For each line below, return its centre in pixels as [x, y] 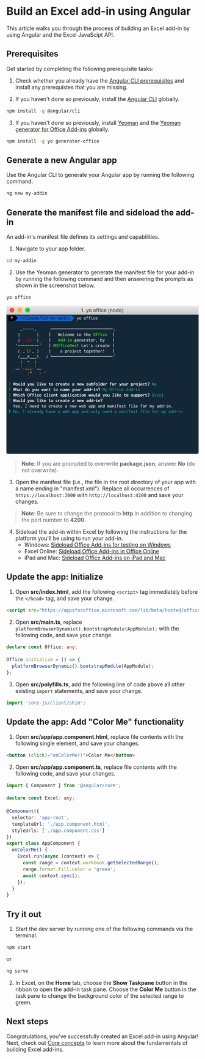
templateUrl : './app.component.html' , [61, 824]
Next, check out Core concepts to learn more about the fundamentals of [97, 1042]
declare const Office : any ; [42, 647]
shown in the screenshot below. [55, 285]
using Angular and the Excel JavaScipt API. [60, 34]
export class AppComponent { [43, 844]
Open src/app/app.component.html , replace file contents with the [99, 736]
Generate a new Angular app [62, 160]
